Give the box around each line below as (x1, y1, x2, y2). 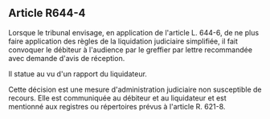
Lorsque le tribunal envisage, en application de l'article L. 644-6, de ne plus (8, 27, 260, 37)
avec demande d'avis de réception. (8, 53, 125, 63)
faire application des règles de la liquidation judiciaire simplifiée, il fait (8, 36, 239, 46)
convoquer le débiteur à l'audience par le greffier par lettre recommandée (8, 44, 253, 55)
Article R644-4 (8, 6, 86, 20)
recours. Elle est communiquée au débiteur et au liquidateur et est (8, 92, 227, 103)
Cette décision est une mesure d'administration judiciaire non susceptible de (8, 84, 263, 94)
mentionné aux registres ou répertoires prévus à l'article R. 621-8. (8, 101, 226, 111)
